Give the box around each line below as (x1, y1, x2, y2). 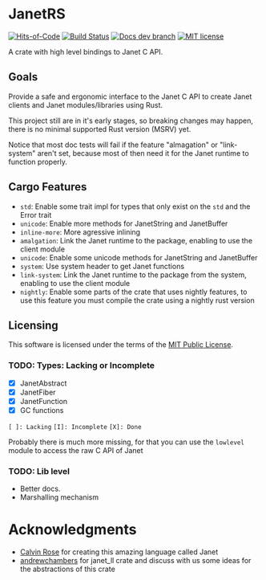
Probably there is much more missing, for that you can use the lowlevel (8, 437, 244, 447)
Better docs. (19, 484, 61, 494)
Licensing (8, 318, 58, 332)
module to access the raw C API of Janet (8, 445, 143, 455)
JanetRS (8, 5, 66, 23)
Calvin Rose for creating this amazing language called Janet (19, 547, 219, 557)
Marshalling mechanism (19, 492, 99, 502)
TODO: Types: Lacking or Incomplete (8, 360, 155, 371)
